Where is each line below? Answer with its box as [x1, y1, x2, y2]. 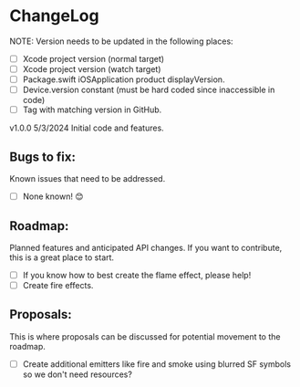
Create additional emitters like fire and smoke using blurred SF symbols [22, 358, 292, 370]
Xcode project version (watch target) [22, 64, 161, 74]
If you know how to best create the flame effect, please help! [22, 269, 252, 280]
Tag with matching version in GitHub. [22, 104, 162, 115]
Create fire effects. [22, 280, 94, 290]
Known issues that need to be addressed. [9, 173, 166, 184]
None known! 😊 [22, 191, 84, 202]
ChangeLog [9, 5, 99, 26]
